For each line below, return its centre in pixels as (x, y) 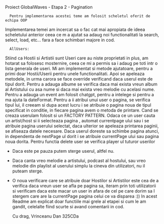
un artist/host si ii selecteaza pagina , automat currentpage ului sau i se (77, 121)
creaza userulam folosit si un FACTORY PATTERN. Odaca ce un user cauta (80, 115)
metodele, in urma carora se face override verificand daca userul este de (79, 79)
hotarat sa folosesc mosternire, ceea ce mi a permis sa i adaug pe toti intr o (82, 63)
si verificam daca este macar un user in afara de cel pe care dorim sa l (83, 191)
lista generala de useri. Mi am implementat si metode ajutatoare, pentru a (79, 69)
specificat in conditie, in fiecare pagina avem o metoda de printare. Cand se (82, 110)
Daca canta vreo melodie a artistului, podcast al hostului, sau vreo (79, 161)
